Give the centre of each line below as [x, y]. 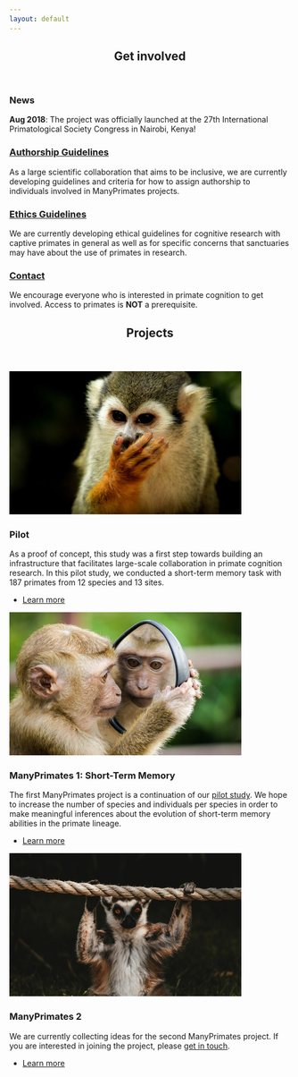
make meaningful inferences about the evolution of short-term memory [140, 814]
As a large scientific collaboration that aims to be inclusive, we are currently [148, 172]
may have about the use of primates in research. [98, 252]
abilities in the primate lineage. [66, 824]
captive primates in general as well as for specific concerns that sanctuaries [149, 242]
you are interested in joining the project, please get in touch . [120, 1046]
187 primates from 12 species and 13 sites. [87, 582]
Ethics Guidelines [48, 214]
